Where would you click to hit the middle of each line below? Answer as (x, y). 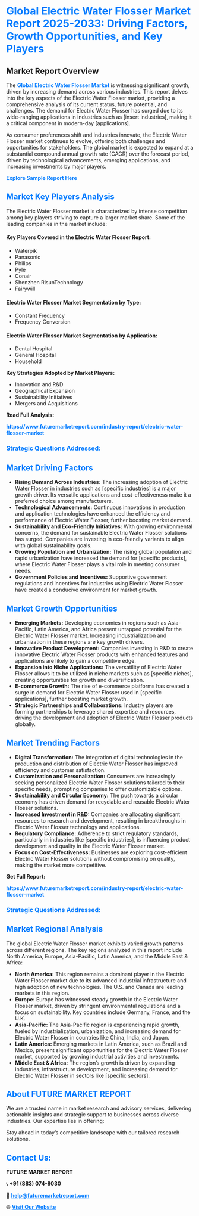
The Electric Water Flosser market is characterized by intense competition (97, 211)
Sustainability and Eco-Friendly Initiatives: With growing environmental (104, 526)
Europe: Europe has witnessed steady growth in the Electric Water (96, 999)
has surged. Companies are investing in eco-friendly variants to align (99, 539)
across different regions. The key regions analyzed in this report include (94, 950)
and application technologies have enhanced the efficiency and (92, 514)
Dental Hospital (34, 349)
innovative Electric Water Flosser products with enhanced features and (102, 654)
